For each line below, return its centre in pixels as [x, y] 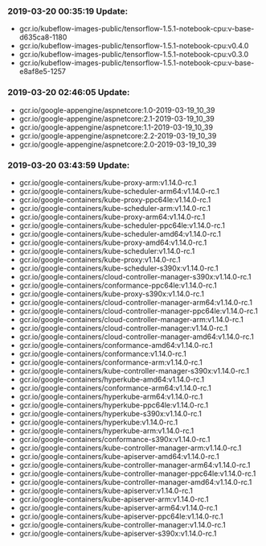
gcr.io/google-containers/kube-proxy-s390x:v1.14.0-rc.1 [111, 294]
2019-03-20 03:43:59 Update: [69, 165]
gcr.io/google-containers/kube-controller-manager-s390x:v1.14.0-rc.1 [134, 370]
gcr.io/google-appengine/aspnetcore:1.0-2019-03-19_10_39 [117, 110]
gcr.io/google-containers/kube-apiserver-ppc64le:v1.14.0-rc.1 [121, 516]
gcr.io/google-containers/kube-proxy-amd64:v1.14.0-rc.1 [113, 242]
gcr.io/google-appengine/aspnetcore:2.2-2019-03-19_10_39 [118, 135]
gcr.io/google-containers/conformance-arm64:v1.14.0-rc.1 [115, 387]
